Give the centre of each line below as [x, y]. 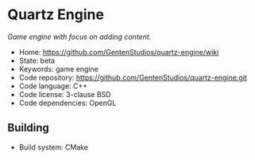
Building [28, 128]
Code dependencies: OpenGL [68, 103]
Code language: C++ [53, 86]
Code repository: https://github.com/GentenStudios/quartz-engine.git [133, 77]
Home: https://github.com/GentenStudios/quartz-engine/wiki [119, 52]
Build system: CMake [54, 147]
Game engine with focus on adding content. [79, 37]
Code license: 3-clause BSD [65, 94]
